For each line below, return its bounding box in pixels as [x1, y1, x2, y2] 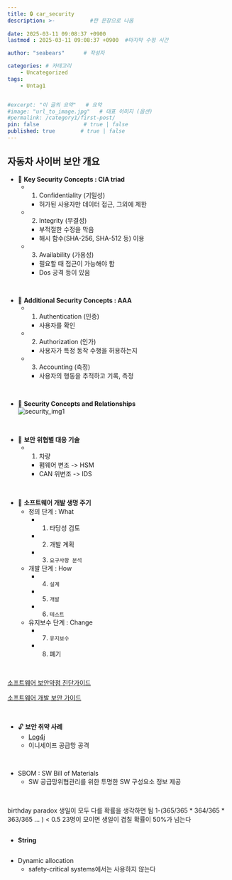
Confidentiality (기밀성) [38, 191, 105, 199]
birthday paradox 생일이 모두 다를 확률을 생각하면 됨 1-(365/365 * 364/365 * [7, 806, 225, 815]
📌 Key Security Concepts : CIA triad [17, 175, 126, 183]
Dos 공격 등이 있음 [38, 268, 91, 277]
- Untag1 [20, 82, 46, 89]
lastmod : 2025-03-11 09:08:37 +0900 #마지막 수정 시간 [7, 37, 169, 44]
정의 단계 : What [28, 507, 74, 515]
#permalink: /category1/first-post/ [7, 114, 116, 121]
